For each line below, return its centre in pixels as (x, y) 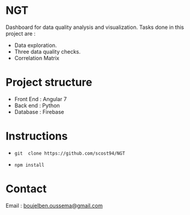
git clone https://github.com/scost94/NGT (70, 153)
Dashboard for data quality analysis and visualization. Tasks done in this (95, 27)
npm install (29, 165)
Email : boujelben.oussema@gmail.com (54, 205)
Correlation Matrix (37, 58)
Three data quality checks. (47, 51)
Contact (26, 189)
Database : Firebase (39, 111)
